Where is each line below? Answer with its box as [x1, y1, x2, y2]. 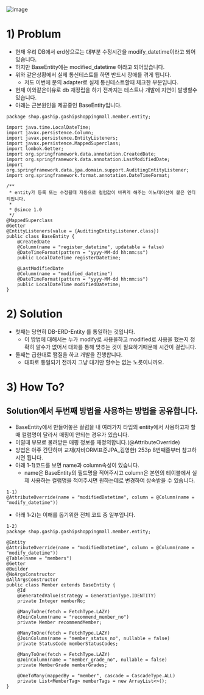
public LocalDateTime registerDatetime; [17, 254, 121, 261]
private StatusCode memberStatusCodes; [17, 641, 119, 647]
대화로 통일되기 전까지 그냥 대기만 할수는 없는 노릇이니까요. [24, 358, 164, 366]
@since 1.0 [14, 206, 43, 213]
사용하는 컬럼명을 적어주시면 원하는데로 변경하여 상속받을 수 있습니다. [30, 477, 195, 484]
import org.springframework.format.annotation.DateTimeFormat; [6, 172, 171, 178]
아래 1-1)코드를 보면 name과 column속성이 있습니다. [15, 461, 139, 469]
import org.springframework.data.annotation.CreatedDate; [6, 151, 157, 157]
